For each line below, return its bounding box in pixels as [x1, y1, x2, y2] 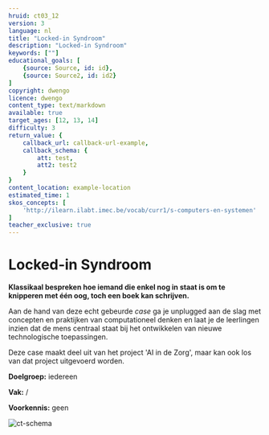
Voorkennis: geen [8, 403, 69, 412]
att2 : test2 [37, 162, 78, 170]
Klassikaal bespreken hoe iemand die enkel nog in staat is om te [8, 282, 226, 292]
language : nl [8, 27, 52, 35]
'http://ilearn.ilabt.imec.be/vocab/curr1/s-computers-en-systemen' [22, 206, 257, 214]
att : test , [37, 154, 74, 162]
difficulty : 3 [8, 124, 56, 132]
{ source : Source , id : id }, [22, 64, 113, 72]
